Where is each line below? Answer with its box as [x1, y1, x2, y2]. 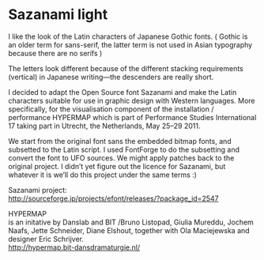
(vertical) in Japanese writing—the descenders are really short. [8, 72, 214, 81]
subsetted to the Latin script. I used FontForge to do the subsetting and [8, 145, 239, 154]
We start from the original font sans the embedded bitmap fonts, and [8, 136, 232, 145]
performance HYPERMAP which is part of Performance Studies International [8, 112, 257, 122]
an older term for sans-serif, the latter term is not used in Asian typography [8, 40, 253, 49]
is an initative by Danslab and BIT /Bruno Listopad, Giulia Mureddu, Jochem [8, 217, 255, 227]
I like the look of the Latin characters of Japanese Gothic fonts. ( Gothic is [8, 32, 248, 41]
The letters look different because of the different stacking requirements [8, 63, 243, 73]
